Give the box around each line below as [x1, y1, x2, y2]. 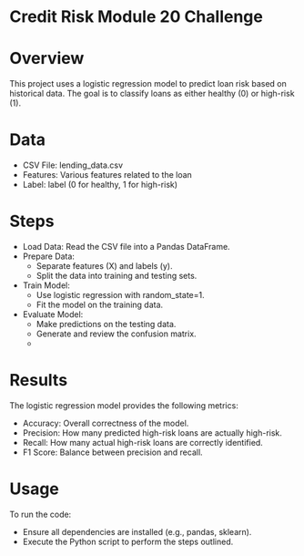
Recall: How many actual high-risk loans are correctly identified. [22, 437, 264, 448]
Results [9, 370, 68, 391]
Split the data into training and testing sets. [35, 271, 198, 281]
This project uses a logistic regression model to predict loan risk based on [9, 78, 287, 89]
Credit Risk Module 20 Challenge [9, 6, 264, 27]
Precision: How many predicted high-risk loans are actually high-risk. [22, 427, 282, 438]
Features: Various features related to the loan [22, 170, 193, 180]
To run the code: [9, 509, 72, 520]
